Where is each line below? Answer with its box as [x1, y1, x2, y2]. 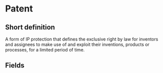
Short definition [5, 23, 55, 31]
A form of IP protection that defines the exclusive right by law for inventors [5, 36, 159, 42]
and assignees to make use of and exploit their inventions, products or [5, 41, 150, 47]
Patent [5, 3, 33, 14]
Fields [5, 61, 25, 70]
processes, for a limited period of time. [5, 47, 85, 52]
